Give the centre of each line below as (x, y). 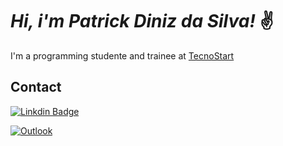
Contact (36, 87)
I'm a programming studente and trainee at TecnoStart (122, 55)
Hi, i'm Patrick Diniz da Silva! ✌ (142, 21)
